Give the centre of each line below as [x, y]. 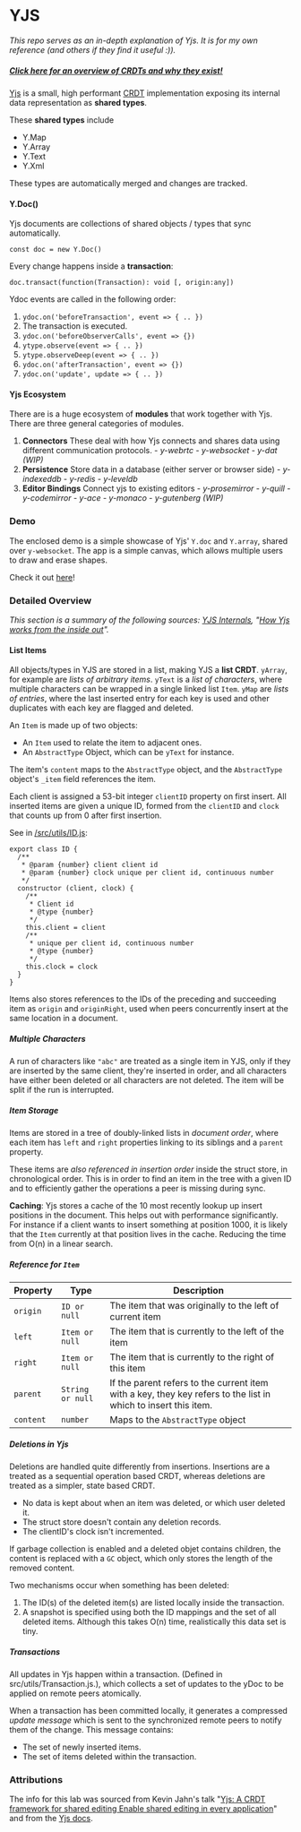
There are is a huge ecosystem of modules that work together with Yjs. [141, 414]
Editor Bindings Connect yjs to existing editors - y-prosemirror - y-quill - [156, 488]
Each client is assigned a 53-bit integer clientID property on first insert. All [148, 796]
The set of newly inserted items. [82, 1747]
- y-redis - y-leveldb [100, 479]
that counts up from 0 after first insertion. [86, 815]
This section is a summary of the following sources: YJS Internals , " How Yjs [150, 620]
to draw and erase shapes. [58, 560]
